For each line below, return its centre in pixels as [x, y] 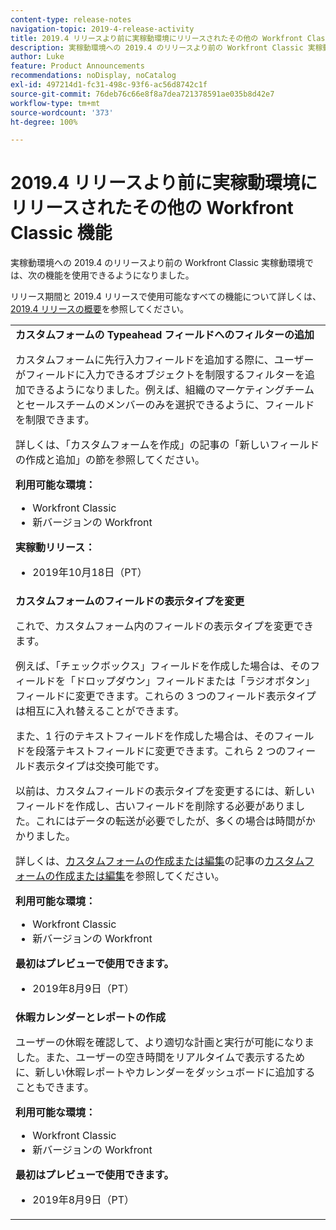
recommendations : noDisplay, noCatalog [93, 76]
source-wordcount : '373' [62, 112]
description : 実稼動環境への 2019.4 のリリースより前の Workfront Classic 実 [163, 47]
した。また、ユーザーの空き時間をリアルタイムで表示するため [160, 1058]
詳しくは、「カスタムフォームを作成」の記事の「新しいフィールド [167, 445]
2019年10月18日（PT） [90, 573]
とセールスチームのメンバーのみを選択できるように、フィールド [165, 405]
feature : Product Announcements [77, 66]
